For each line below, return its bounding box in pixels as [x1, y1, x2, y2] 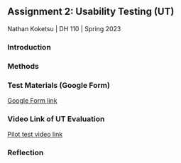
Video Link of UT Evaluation [7, 113, 105, 123]
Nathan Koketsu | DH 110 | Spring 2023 [7, 24, 121, 33]
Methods [7, 61, 39, 71]
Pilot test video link [7, 130, 63, 139]
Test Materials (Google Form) [7, 80, 110, 90]
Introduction [7, 42, 51, 52]
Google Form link [7, 96, 57, 105]
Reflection [7, 148, 44, 158]
